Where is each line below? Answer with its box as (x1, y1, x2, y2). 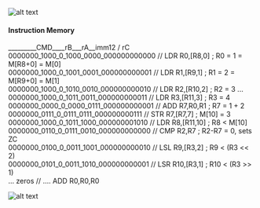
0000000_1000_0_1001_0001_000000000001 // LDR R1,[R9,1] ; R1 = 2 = (8, 68, 236, 78)
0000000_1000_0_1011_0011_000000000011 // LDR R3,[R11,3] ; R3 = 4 (8, 93, 230, 102)
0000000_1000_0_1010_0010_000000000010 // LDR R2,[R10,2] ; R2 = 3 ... (8, 85, 244, 94)
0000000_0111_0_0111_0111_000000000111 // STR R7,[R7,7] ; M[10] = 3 (8, 110, 231, 119)
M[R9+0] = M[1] (8, 76, 60, 86)
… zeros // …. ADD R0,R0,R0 (8, 177, 100, 186)
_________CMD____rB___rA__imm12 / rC (8, 43, 130, 53)
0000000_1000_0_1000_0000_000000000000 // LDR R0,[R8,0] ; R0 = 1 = (8, 51, 243, 60)
